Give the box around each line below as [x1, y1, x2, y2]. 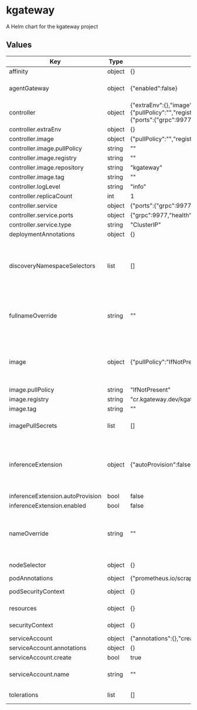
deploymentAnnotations [9, 230, 75, 238]
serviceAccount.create [9, 653, 72, 661]
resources [9, 604, 37, 612]
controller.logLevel [9, 182, 60, 191]
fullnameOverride [9, 312, 57, 320]
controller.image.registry [9, 154, 77, 162]
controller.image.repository [9, 163, 84, 171]
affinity [9, 67, 28, 75]
